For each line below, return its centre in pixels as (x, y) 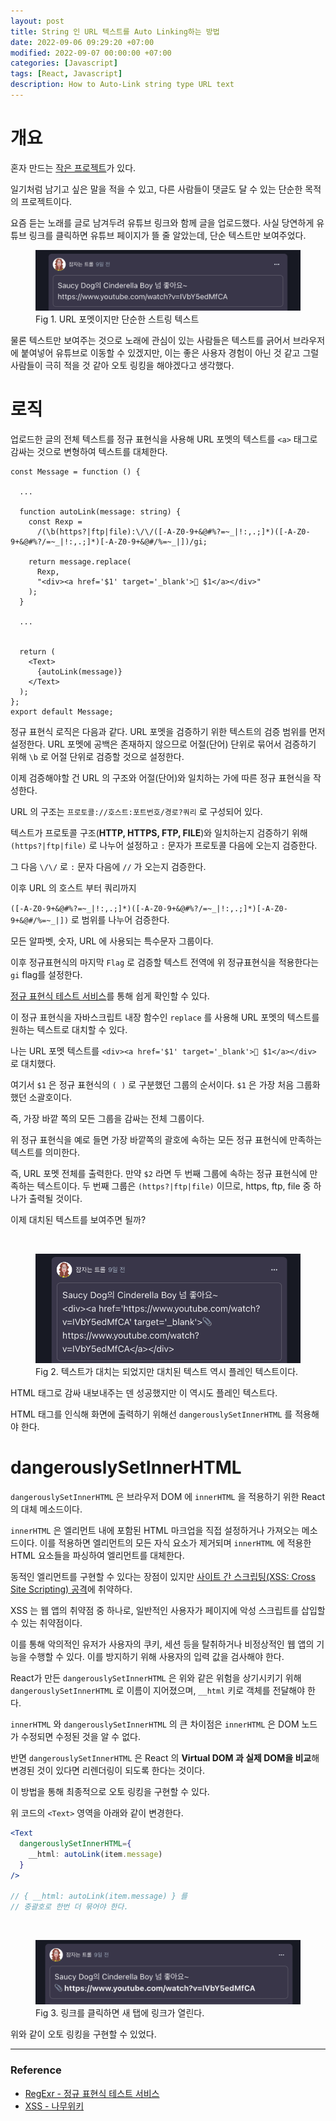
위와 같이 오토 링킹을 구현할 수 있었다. (83, 2034)
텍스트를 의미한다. (45, 1152)
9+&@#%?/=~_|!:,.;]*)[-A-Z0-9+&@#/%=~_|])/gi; (109, 542)
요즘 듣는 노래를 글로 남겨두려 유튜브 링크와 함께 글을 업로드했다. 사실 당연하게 (162, 222)
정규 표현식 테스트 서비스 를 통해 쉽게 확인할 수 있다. (110, 996)
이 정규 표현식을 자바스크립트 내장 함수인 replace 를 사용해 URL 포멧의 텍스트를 (165, 1017)
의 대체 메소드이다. (46, 1509)
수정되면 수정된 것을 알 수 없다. (80, 1737)
